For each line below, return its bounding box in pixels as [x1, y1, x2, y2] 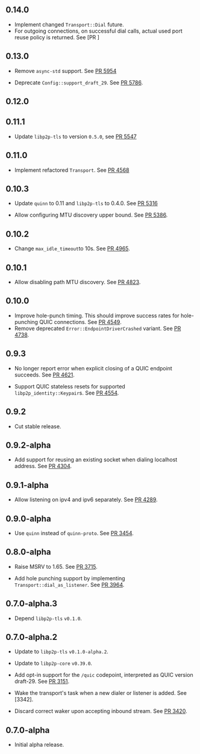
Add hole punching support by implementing [14, 574, 125, 581]
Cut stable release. [14, 422, 61, 430]
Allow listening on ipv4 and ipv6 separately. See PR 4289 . [14, 496, 158, 503]
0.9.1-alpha [5, 480, 49, 490]
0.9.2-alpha [5, 440, 51, 450]
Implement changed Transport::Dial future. [14, 21, 124, 28]
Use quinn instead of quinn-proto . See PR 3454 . [14, 529, 134, 536]
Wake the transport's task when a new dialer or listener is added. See [14, 689, 187, 697]
